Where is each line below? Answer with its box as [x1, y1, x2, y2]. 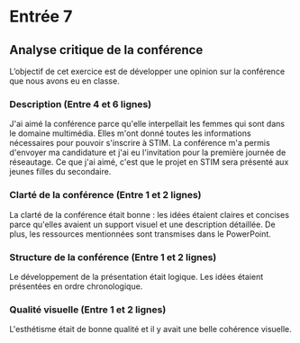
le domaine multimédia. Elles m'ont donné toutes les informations [9, 128, 251, 139]
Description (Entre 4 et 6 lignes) [9, 97, 152, 110]
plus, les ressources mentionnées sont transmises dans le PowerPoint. [9, 228, 272, 239]
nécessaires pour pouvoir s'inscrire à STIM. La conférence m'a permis [9, 138, 270, 149]
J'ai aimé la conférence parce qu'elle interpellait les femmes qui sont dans [9, 119, 286, 130]
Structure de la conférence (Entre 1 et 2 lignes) [9, 250, 217, 263]
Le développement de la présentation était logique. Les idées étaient [9, 271, 264, 282]
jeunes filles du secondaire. [9, 167, 112, 177]
